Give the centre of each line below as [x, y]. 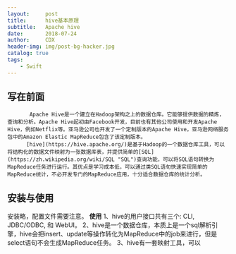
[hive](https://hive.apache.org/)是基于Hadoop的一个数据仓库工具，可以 [125, 145]
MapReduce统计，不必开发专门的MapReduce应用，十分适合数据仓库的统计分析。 [106, 175]
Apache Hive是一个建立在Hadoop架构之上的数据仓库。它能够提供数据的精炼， [127, 115]
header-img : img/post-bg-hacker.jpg [61, 47]
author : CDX [31, 40]
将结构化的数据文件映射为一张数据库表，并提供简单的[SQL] [81, 152]
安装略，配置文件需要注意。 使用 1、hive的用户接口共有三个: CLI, [101, 217]
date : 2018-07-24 [42, 34]
